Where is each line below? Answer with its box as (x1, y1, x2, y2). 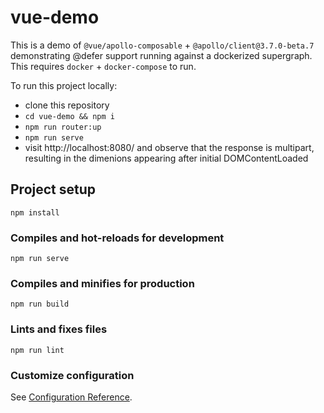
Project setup (10, 181, 97, 198)
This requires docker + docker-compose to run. (10, 60, 197, 72)
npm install (10, 207, 60, 218)
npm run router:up (24, 122, 102, 132)
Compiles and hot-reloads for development (10, 231, 225, 245)
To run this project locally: (10, 79, 118, 91)
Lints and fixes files (10, 322, 108, 336)
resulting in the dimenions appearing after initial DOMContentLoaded (24, 152, 309, 164)
